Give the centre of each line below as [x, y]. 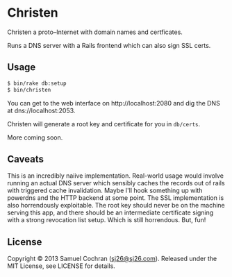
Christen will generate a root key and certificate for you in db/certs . [104, 124]
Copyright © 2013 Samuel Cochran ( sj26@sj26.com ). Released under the [112, 259]
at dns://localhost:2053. [41, 110]
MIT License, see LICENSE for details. [61, 266]
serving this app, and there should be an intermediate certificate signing [110, 212]
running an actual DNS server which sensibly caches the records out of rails [116, 183]
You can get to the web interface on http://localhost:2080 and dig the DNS [114, 103]
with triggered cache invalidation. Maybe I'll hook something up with [105, 191]
